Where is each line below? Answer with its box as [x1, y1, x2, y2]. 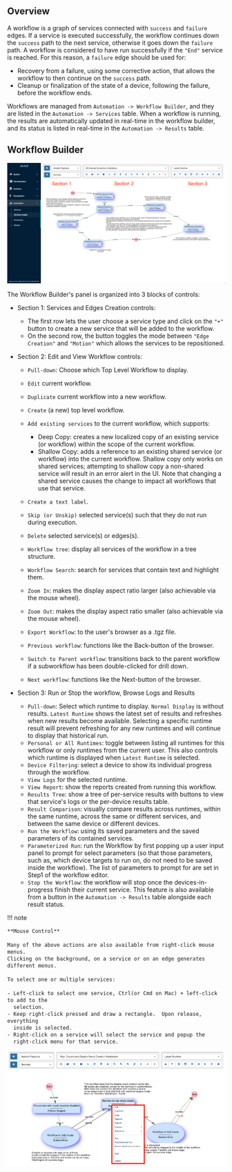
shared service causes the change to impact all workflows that [37, 477, 216, 486]
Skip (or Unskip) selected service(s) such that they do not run [27, 511, 207, 519]
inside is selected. [13, 1025, 72, 1032]
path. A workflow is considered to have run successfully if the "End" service [7, 46, 223, 54]
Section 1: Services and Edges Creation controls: [17, 304, 156, 312]
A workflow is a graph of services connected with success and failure [7, 23, 208, 32]
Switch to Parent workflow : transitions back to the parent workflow [27, 655, 220, 663]
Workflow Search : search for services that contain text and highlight [27, 566, 220, 574]
